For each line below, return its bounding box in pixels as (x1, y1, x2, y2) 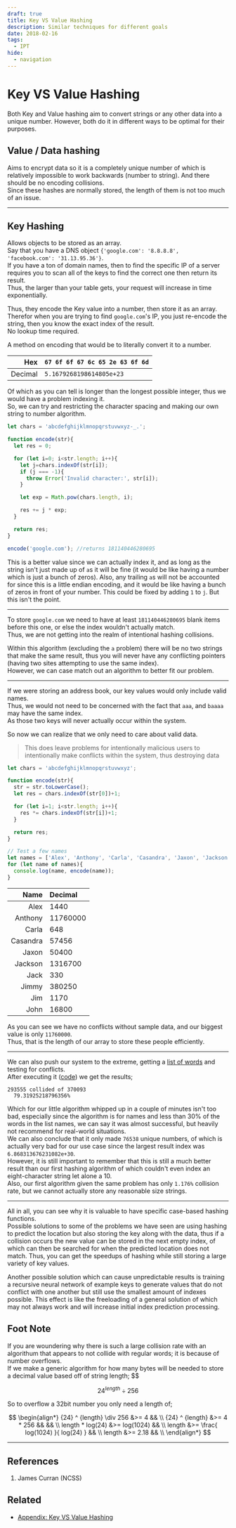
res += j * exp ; (20, 507, 68, 514)
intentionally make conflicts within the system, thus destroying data (24, 751, 220, 759)
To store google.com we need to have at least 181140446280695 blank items (7, 615, 221, 624)
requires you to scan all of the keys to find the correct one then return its (7, 268, 218, 277)
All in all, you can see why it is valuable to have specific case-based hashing (7, 1206, 228, 1215)
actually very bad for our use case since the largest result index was (7, 1142, 205, 1150)
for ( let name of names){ (7, 861, 83, 868)
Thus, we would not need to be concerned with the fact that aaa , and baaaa (7, 701, 224, 710)
